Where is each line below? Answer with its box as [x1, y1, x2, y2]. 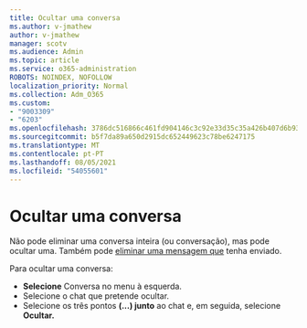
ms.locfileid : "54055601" [9, 166, 108, 175]
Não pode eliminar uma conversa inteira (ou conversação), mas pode [9, 236, 270, 247]
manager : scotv [9, 38, 68, 48]
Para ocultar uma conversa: [9, 263, 113, 274]
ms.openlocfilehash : [9, 124, 89, 133]
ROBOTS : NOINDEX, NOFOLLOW [9, 73, 112, 82]
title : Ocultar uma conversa [9, 13, 121, 23]
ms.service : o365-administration [9, 65, 137, 74]
